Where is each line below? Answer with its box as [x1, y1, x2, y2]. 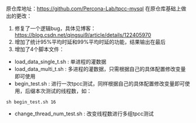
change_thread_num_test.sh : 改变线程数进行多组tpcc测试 [14, 110, 154, 117]
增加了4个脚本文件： [14, 46, 64, 53]
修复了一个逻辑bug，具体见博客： [14, 25, 97, 32]
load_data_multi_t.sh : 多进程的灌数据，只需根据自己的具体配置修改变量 [14, 66, 186, 72]
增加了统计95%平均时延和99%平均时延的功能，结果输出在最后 [14, 39, 166, 45]
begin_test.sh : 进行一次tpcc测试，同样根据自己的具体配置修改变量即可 [14, 80, 185, 87]
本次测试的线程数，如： [35, 87, 92, 94]
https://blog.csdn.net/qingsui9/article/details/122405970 [14, 32, 152, 38]
